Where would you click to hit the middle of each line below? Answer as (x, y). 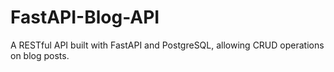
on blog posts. (40, 55)
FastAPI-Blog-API (85, 17)
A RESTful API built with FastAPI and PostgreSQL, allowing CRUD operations (167, 45)
